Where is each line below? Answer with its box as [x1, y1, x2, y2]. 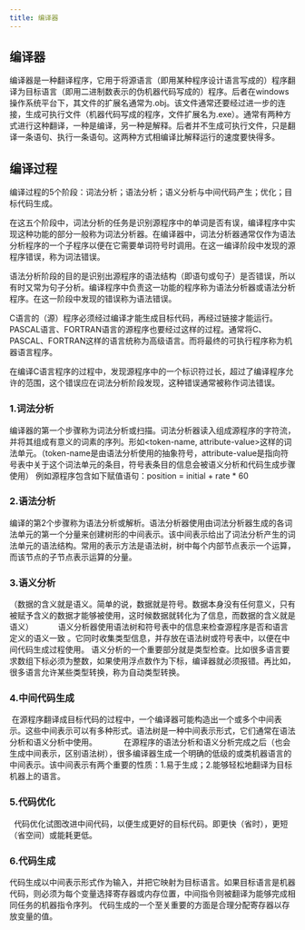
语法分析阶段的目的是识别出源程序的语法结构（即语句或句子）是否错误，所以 [9, 271, 296, 282]
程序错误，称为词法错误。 [9, 252, 105, 262]
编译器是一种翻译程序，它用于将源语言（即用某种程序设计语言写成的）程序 [9, 74, 288, 86]
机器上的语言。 [9, 771, 65, 782]
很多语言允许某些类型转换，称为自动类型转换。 [9, 667, 184, 678]
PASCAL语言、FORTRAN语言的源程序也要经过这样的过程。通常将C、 [9, 324, 267, 335]
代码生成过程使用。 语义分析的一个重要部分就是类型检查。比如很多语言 [16, 644, 282, 655]
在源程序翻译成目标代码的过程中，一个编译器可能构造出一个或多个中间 [11, 714, 274, 725]
